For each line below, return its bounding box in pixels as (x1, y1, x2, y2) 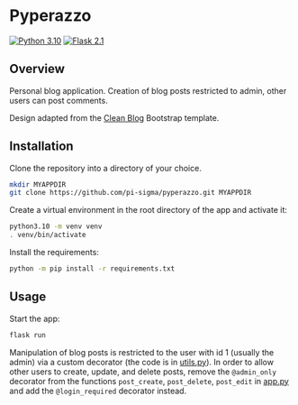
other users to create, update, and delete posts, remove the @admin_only (9, 366, 277, 377)
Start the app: (9, 313, 60, 324)
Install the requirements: (9, 247, 99, 258)
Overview (9, 61, 66, 77)
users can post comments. (9, 95, 108, 106)
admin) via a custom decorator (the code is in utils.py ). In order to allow (9, 356, 275, 367)
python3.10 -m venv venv (9, 222, 103, 231)
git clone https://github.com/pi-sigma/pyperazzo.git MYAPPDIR (9, 189, 252, 198)
